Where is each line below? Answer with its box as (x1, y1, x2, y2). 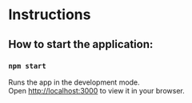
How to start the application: (8, 38, 154, 51)
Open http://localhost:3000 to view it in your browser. (8, 85, 186, 95)
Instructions (8, 6, 91, 24)
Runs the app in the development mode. (8, 77, 140, 87)
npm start (8, 61, 46, 70)
